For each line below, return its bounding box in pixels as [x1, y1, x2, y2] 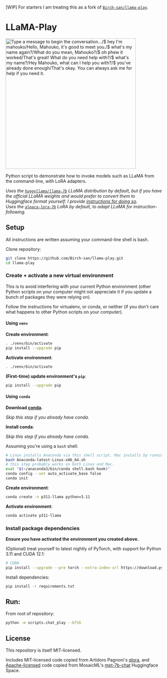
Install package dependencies [5, 524, 80, 531]
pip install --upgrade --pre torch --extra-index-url [5, 565, 119, 570]
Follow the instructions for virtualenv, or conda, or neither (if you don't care [5, 303, 159, 310]
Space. [5, 668, 20, 674]
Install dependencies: [5, 574, 50, 580]
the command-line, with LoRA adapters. [5, 178, 87, 184]
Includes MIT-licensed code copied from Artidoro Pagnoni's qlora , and [5, 657, 150, 663]
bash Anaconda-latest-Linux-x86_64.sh [5, 457, 86, 462]
